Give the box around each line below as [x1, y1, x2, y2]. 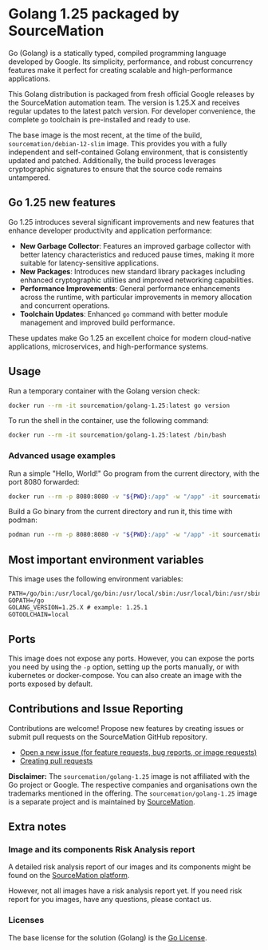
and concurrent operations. [19, 301, 110, 310]
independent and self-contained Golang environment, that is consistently [8, 147, 249, 157]
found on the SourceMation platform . [8, 871, 130, 880]
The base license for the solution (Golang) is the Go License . [8, 932, 207, 942]
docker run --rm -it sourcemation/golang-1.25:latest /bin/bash [8, 431, 227, 440]
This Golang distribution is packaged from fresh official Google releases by [8, 89, 255, 98]
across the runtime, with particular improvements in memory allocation [19, 292, 253, 301]
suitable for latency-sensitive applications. [19, 257, 160, 268]
